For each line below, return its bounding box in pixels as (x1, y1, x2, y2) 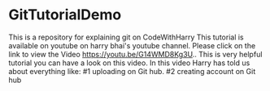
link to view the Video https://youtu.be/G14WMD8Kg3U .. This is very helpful (8, 49, 263, 59)
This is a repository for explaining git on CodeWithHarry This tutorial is (8, 32, 244, 42)
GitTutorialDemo (8, 6, 122, 24)
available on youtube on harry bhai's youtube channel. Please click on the (8, 40, 256, 50)
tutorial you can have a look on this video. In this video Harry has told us (8, 58, 250, 68)
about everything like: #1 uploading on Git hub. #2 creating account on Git (8, 66, 256, 76)
